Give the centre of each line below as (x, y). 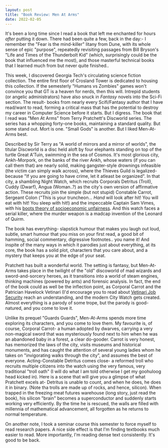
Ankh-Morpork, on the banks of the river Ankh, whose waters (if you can (80, 160)
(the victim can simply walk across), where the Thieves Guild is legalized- (81, 171)
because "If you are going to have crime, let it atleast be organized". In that (82, 176)
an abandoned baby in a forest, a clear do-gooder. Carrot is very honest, (80, 339)
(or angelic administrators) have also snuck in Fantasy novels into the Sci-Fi (83, 97)
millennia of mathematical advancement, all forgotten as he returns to (77, 409)
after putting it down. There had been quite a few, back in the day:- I (76, 39)
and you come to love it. (48, 308)
